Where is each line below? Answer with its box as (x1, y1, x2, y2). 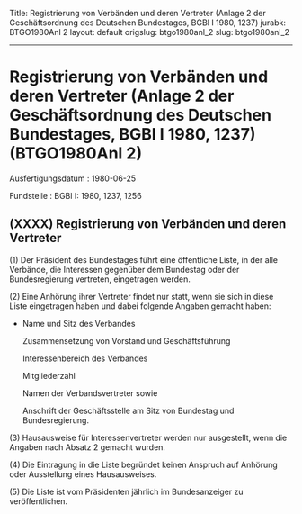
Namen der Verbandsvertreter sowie (22, 387, 158, 399)
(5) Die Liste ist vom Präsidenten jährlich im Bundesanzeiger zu (9, 486, 244, 497)
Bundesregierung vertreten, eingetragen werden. (9, 274, 191, 284)
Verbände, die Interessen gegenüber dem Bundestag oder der (9, 264, 240, 275)
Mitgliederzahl (22, 370, 76, 381)
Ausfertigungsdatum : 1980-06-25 (9, 173, 137, 184)
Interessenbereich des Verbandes (22, 353, 148, 364)
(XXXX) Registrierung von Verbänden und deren (9, 216, 287, 232)
